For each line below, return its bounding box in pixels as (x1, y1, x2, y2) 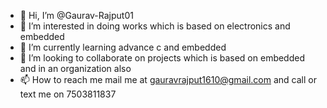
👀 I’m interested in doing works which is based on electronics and (19, 20, 291, 32)
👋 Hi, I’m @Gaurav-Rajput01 (19, 10, 134, 21)
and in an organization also (19, 63, 132, 74)
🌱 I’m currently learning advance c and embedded (19, 41, 227, 53)
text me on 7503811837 (19, 88, 117, 100)
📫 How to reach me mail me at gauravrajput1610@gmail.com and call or (19, 74, 317, 85)
